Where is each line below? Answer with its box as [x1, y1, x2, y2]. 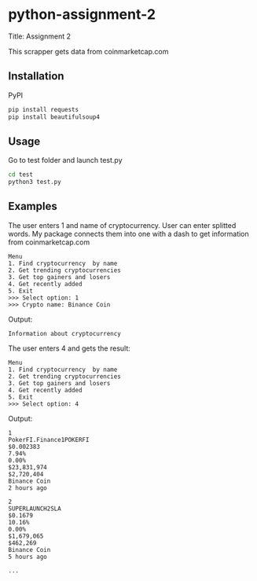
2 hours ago [8, 484, 47, 492]
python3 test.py [8, 178, 61, 186]
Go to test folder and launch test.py [8, 156, 123, 165]
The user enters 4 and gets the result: [8, 344, 131, 353]
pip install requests [8, 105, 79, 113]
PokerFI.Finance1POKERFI [8, 436, 90, 443]
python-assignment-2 [8, 6, 156, 24]
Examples [8, 200, 57, 213]
